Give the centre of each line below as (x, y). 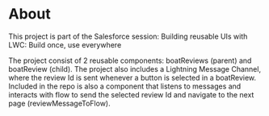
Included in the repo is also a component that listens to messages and (125, 86)
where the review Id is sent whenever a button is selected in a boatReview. (132, 77)
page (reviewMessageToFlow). (59, 103)
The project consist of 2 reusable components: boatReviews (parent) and (130, 60)
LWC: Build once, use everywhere (65, 44)
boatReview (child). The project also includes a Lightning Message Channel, (134, 68)
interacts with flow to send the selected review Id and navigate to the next (131, 94)
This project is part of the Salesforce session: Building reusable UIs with (128, 36)
